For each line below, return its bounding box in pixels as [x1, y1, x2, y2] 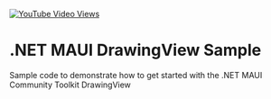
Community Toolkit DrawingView [9, 79, 131, 90]
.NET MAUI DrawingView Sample [9, 40, 262, 60]
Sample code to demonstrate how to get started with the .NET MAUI [9, 69, 263, 80]
